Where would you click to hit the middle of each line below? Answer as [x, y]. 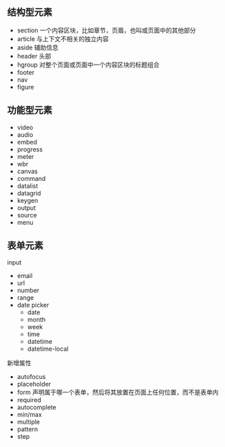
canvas [27, 171]
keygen [27, 200]
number [28, 290]
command [31, 178]
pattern [27, 429]
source [27, 215]
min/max [29, 415]
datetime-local [48, 349]
